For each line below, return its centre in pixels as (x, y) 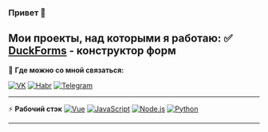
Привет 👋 (27, 13)
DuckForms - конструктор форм (93, 51)
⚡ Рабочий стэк (35, 109)
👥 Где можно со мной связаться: (66, 70)
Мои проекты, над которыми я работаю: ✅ (120, 39)
